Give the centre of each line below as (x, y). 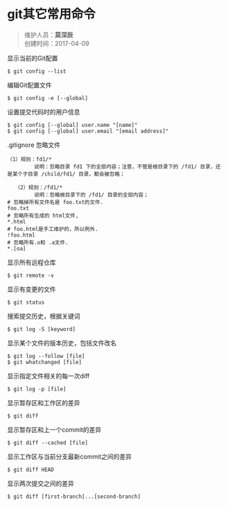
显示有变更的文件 (32, 289)
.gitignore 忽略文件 (34, 145)
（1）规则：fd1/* (29, 159)
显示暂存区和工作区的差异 (44, 402)
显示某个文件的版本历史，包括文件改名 (62, 343)
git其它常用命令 (51, 14)
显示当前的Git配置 (33, 58)
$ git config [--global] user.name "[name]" (72, 125)
